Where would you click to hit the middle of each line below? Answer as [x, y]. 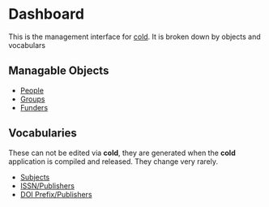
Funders [34, 107]
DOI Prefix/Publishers [56, 194]
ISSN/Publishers [47, 185]
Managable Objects [59, 71]
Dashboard [47, 14]
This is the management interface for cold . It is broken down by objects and [134, 37]
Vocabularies [43, 134]
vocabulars [27, 45]
